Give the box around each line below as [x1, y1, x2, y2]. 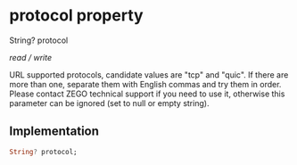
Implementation [9, 124, 100, 139]
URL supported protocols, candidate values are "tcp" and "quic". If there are [9, 69, 289, 80]
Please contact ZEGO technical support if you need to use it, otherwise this [9, 88, 285, 99]
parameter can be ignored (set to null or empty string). [9, 97, 210, 108]
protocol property [9, 5, 144, 26]
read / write [9, 52, 52, 62]
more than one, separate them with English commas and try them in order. [9, 78, 282, 89]
